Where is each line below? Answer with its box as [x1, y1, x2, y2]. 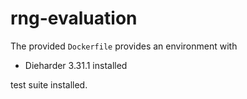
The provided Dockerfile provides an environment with [10, 40, 238, 52]
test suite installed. [10, 78, 88, 91]
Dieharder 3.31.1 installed [24, 59, 128, 71]
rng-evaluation [10, 7, 138, 30]
